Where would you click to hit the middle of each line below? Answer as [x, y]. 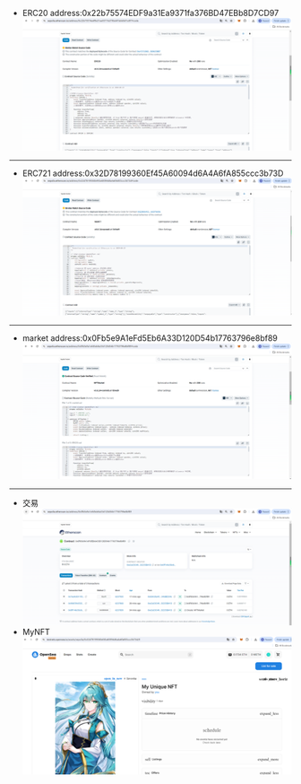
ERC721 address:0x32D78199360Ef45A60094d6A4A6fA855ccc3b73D [153, 173]
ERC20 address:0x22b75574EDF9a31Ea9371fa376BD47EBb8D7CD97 [150, 13]
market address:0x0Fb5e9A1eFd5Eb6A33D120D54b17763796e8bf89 [150, 338]
